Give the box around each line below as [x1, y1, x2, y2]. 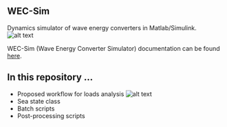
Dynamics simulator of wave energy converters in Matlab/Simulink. [7, 23, 197, 32]
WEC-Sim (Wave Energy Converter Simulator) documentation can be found [7, 44, 220, 52]
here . [7, 51, 22, 60]
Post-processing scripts [17, 111, 85, 119]
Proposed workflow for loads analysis [17, 89, 125, 98]
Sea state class [17, 97, 61, 105]
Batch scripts [17, 104, 55, 113]
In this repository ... [7, 71, 94, 83]
